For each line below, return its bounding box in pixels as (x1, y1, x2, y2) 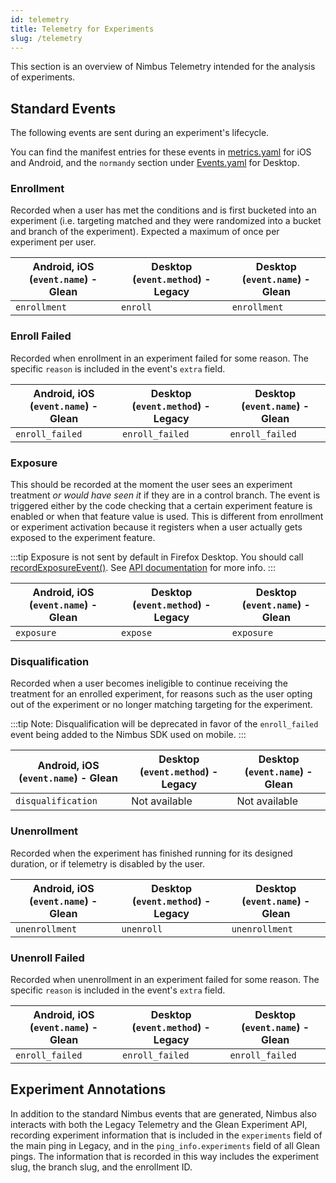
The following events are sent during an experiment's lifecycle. (10, 127, 270, 139)
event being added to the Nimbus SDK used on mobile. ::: (10, 729, 247, 741)
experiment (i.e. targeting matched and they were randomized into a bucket (10, 215, 322, 227)
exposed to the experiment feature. (10, 532, 156, 544)
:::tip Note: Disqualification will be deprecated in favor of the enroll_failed (10, 718, 319, 730)
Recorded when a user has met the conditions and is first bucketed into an (10, 204, 317, 216)
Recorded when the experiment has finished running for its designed (10, 847, 293, 859)
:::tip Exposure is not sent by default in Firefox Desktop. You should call (10, 551, 304, 563)
